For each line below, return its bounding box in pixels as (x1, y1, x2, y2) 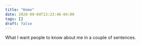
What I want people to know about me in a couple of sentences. (5, 35, 136, 41)
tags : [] (5, 16, 23, 21)
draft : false (5, 21, 32, 26)
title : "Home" (5, 7, 35, 12)
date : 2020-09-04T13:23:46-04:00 (5, 12, 75, 17)
